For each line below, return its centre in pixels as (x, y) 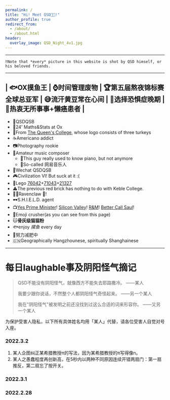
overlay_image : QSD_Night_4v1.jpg (46, 43)
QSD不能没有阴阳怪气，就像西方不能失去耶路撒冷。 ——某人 (81, 283)
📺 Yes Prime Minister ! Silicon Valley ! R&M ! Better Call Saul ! (73, 207)
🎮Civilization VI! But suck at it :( (46, 176)
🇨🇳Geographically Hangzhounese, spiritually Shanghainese (75, 240)
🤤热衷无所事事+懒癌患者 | (45, 109)
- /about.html (25, 34)
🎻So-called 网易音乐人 (44, 164)
